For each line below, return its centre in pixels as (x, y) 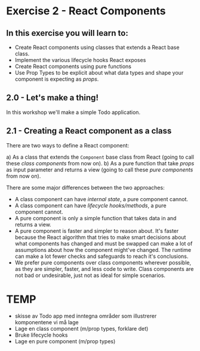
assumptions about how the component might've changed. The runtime (103, 250)
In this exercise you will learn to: (67, 33)
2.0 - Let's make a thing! (52, 98)
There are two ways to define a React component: (68, 145)
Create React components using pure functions (73, 66)
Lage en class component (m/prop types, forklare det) (81, 328)
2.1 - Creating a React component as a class (89, 131)
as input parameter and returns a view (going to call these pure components (100, 170)
